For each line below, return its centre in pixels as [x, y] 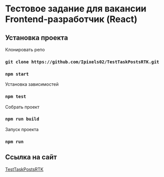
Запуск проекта [22, 129]
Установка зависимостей [32, 84]
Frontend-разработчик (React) [71, 19]
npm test [16, 97]
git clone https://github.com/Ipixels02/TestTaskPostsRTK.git [82, 62]
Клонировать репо [25, 50]
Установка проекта [37, 38]
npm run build [22, 119]
